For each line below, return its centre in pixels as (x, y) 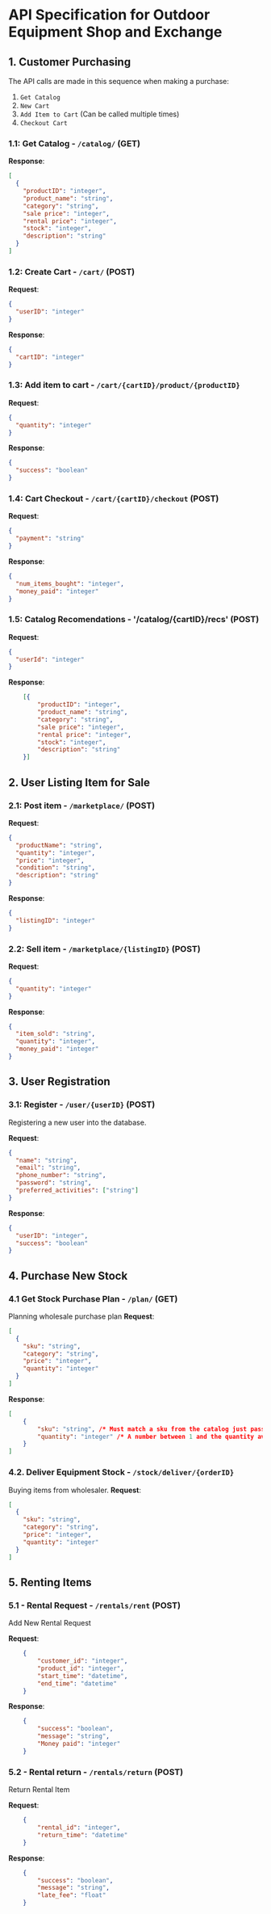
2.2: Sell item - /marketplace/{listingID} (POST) (104, 949)
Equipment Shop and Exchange (115, 32)
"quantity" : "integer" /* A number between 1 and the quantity (146, 1437)
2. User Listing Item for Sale (79, 782)
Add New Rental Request (50, 1623)
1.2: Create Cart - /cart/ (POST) (72, 271)
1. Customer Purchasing (70, 62)
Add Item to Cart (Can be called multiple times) (100, 114)
